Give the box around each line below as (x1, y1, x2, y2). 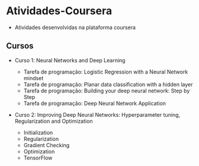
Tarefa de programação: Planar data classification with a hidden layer (23, 81, 193, 88)
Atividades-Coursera (6, 4, 113, 18)
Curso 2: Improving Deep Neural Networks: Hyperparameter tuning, (14, 111, 181, 118)
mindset (23, 74, 44, 81)
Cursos (6, 41, 34, 51)
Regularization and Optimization (14, 117, 93, 124)
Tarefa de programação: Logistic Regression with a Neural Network (23, 68, 188, 75)
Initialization (23, 129, 53, 136)
